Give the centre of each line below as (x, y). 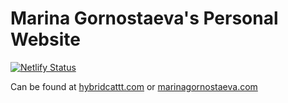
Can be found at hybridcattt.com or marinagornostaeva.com (134, 86)
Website (45, 39)
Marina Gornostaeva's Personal (144, 18)
